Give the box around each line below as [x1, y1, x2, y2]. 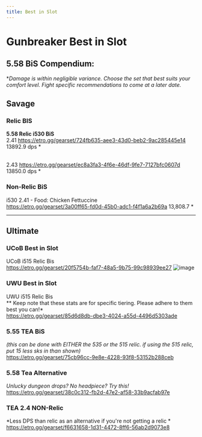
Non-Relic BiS [6, 183, 47, 191]
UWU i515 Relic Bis [6, 293, 53, 300]
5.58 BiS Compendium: [6, 58, 95, 69]
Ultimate [6, 226, 39, 236]
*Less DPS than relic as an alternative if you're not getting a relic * [6, 417, 171, 425]
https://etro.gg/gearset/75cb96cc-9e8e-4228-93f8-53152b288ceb [6, 353, 174, 360]
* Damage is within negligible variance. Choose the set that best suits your [6, 75, 191, 82]
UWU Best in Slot [6, 279, 57, 288]
